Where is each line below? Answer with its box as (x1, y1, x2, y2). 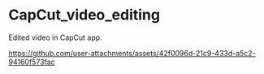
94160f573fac (8, 57, 55, 67)
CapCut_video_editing (8, 6, 161, 24)
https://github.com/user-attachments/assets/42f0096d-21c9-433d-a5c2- (8, 48, 256, 58)
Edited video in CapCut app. (8, 33, 103, 42)
